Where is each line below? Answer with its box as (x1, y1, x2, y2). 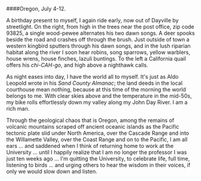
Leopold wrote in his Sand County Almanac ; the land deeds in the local (6, 79, 183, 87)
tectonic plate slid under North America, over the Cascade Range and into (6, 129, 190, 137)
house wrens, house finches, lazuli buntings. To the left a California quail (6, 55, 187, 62)
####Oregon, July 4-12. (6, 5, 66, 12)
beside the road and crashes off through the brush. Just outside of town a (6, 36, 190, 43)
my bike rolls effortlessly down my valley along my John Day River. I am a (6, 99, 188, 106)
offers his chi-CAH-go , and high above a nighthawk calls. (6, 61, 149, 69)
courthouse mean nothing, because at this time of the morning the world (6, 86, 187, 93)
